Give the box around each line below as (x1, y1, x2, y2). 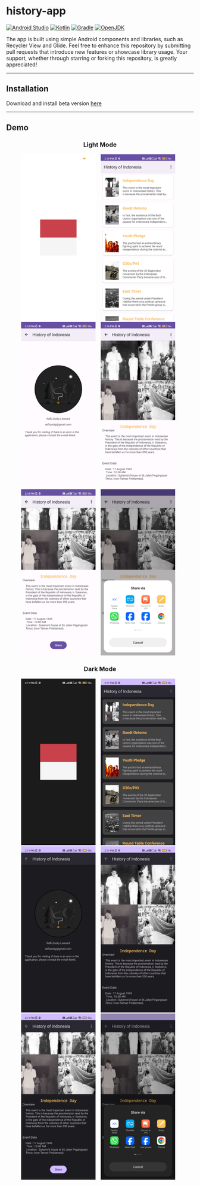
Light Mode (83, 140, 117, 149)
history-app (6, 4, 67, 18)
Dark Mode (83, 664, 117, 673)
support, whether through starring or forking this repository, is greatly (6, 54, 177, 62)
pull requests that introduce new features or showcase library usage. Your (6, 48, 188, 55)
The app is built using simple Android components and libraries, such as (6, 35, 183, 42)
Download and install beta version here (6, 100, 102, 107)
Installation (6, 84, 49, 94)
